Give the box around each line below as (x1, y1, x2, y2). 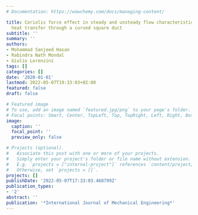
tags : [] (6, 63, 28, 69)
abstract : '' (6, 194, 38, 200)
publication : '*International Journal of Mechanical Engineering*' (6, 200, 176, 206)
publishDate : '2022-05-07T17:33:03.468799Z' (6, 178, 117, 184)
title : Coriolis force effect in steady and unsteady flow (6, 19, 154, 25)
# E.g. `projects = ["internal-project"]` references (6, 161, 146, 167)
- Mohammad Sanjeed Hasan (6, 47, 70, 53)
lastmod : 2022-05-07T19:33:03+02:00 (6, 80, 96, 86)
